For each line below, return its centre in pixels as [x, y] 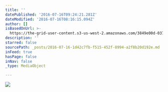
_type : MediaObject [25, 66]
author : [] [16, 24]
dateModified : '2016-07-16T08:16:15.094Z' [50, 19]
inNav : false [19, 61]
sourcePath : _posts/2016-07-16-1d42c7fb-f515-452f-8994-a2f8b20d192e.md [82, 47]
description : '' [22, 38]
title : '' [15, 10]
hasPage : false [21, 57]
